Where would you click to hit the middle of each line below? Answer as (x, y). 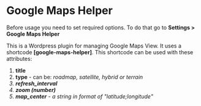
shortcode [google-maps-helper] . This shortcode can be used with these (100, 52)
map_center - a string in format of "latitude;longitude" (84, 96)
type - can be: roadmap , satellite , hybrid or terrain (79, 77)
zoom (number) (36, 90)
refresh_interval (36, 83)
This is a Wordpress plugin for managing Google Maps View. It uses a (94, 46)
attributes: (19, 58)
